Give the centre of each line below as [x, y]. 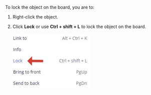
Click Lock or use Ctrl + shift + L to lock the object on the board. [79, 26]
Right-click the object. [35, 17]
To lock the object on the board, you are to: [50, 7]
